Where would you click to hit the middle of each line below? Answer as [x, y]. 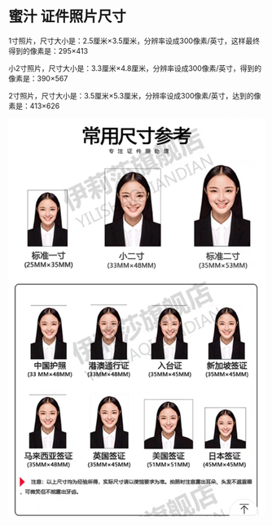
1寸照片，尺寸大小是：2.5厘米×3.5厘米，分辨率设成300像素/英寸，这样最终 [134, 41]
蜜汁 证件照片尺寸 [67, 17]
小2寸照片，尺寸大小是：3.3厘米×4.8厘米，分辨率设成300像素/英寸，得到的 [135, 68]
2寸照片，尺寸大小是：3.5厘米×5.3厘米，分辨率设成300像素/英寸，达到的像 [135, 95]
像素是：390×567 [38, 78]
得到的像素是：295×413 [48, 50]
